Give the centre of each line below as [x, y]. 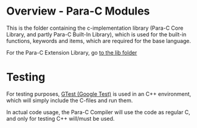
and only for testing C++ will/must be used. [60, 118]
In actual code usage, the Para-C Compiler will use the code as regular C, [98, 112]
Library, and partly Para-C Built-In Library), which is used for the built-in [96, 34]
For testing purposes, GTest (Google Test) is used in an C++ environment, [99, 94]
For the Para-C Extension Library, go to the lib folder [72, 52]
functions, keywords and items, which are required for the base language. [99, 41]
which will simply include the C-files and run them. [70, 100]
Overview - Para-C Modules [78, 11]
